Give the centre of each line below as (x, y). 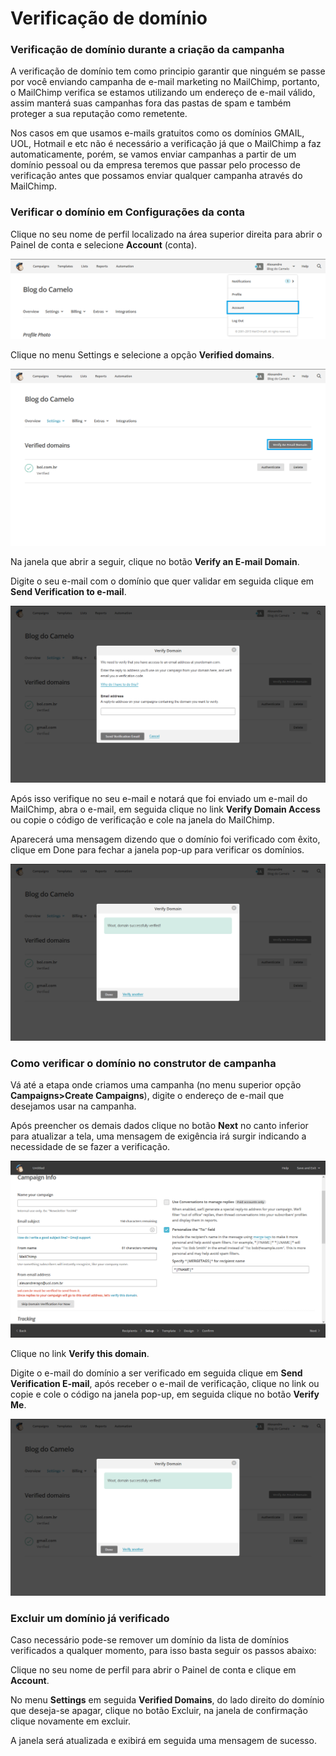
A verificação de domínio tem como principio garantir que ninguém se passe (168, 71)
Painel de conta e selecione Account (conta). (104, 244)
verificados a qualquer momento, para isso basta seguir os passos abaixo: (163, 1651)
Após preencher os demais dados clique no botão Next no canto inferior (159, 1126)
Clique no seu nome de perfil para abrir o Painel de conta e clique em (153, 1670)
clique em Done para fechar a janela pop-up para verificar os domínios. (157, 849)
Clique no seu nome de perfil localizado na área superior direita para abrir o (166, 234)
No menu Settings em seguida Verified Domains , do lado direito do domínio (167, 1700)
